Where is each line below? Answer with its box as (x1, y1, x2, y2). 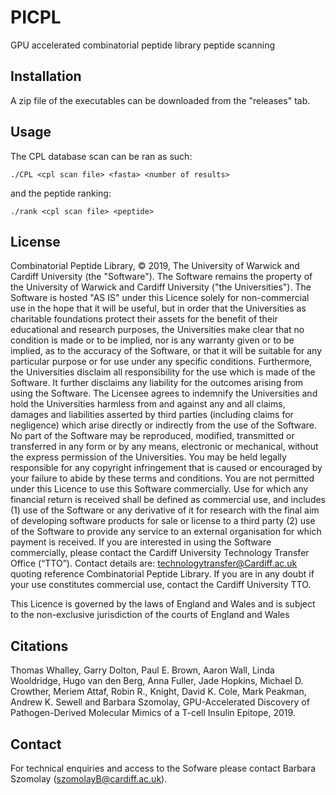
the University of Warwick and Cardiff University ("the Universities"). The (10, 281, 312, 293)
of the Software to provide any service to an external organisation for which (10, 526, 322, 538)
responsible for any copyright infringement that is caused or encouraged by (10, 462, 323, 474)
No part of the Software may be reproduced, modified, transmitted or (10, 430, 295, 442)
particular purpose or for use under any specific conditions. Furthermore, (10, 356, 313, 368)
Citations (10, 637, 69, 655)
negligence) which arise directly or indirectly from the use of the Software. (10, 419, 318, 431)
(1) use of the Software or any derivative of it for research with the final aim (10, 504, 320, 516)
